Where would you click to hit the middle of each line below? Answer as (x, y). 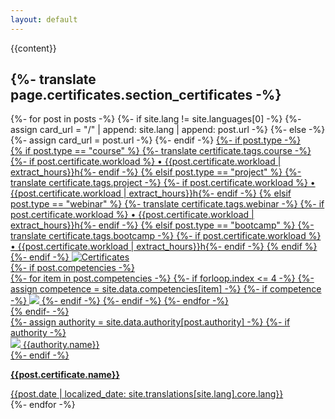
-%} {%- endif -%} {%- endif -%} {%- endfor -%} (120, 301)
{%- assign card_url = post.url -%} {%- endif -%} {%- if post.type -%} (156, 140)
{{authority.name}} (61, 345)
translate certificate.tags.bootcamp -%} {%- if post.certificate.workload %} (166, 236)
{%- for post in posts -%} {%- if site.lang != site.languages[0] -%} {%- (156, 119)
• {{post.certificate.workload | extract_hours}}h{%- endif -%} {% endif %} (164, 247)
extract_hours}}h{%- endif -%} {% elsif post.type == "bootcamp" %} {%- (162, 225)
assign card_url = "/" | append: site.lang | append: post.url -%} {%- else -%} (168, 130)
